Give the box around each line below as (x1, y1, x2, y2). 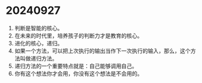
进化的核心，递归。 (14, 39, 63, 47)
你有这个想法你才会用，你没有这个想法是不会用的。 (14, 70, 143, 77)
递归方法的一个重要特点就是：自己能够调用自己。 (14, 62, 138, 70)
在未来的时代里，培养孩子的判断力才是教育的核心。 (14, 32, 143, 39)
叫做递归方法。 (19, 55, 58, 62)
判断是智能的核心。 (14, 24, 63, 32)
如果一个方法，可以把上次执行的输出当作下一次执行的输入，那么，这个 (14, 47, 191, 55)
